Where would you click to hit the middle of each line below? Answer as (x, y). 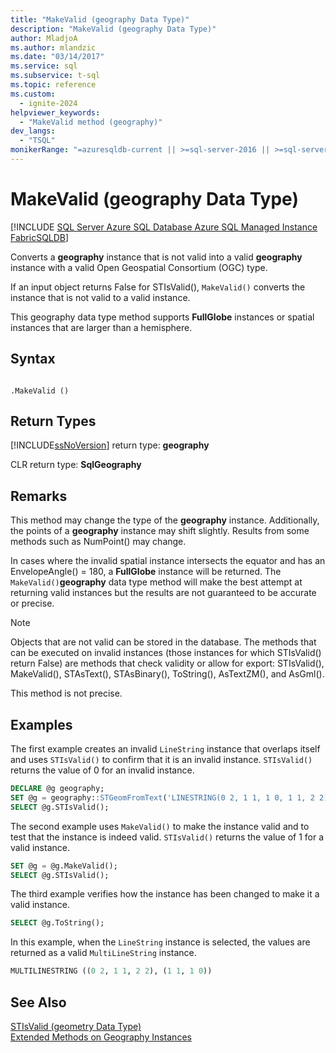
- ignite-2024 (48, 103)
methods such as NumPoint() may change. (98, 542)
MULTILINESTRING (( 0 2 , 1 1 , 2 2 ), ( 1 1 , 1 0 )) (111, 971)
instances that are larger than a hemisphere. (101, 327)
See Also (38, 1002)
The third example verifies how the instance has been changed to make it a (165, 894)
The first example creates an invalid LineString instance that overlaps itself (165, 749)
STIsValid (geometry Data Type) (76, 1026)
